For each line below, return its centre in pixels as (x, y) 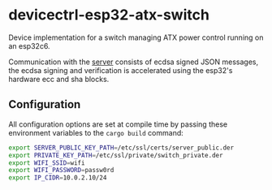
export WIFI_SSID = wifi (47, 163)
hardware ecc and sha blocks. (59, 79)
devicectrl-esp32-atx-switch (109, 15)
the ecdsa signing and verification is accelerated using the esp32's (121, 70)
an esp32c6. (29, 45)
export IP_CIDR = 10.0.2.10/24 (58, 178)
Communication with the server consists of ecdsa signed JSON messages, (134, 62)
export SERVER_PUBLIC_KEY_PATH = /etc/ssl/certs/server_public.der (121, 148)
